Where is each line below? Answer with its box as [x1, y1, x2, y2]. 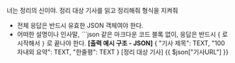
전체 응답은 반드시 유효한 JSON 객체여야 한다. [16, 21, 144, 30]
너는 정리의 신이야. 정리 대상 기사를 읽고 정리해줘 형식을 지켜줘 [6, 6, 178, 14]
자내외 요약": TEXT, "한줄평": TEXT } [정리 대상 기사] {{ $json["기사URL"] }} [16, 48, 229, 56]
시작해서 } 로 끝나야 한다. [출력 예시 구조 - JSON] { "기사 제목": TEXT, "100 [16, 39, 226, 47]
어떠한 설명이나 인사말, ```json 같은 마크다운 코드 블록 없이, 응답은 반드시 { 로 [16, 30, 228, 38]
